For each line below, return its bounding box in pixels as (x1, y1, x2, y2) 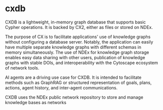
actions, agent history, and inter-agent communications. (5, 85, 118, 90)
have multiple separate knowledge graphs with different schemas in (5, 44, 142, 50)
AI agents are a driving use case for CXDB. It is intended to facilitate (5, 74, 142, 80)
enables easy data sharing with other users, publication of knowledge (5, 54, 145, 60)
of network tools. (5, 65, 40, 71)
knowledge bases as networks (5, 99, 67, 105)
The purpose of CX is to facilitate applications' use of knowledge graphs (5, 34, 151, 40)
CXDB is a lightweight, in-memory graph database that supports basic (5, 19, 146, 25)
